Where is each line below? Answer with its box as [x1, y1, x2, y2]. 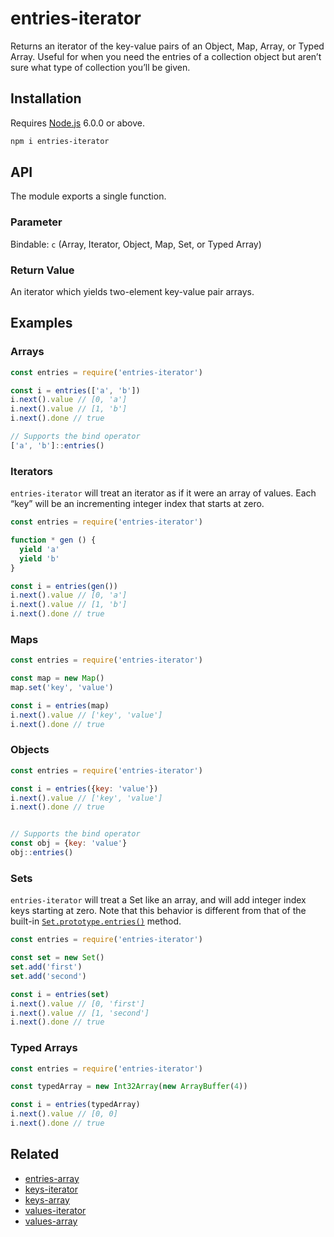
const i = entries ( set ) [10, 989, 110, 999]
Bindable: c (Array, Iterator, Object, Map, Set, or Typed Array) [10, 238, 262, 250]
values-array [24, 1215, 78, 1227]
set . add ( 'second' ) [10, 971, 87, 981]
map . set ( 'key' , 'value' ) [10, 683, 114, 693]
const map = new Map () [10, 673, 105, 684]
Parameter [10, 215, 63, 229]
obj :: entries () [10, 848, 74, 858]
